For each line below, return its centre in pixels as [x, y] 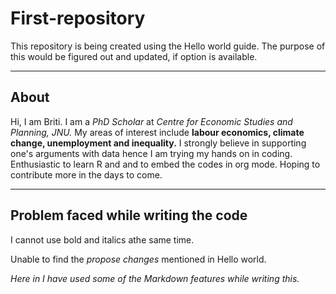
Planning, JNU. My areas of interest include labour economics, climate [157, 132]
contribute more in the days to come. [86, 174]
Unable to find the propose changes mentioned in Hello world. [138, 259]
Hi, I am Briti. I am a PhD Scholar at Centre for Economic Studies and [151, 121]
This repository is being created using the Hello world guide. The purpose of [168, 46]
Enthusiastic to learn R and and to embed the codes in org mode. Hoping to [165, 164]
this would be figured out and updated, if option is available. [134, 56]
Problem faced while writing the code [129, 215]
